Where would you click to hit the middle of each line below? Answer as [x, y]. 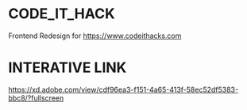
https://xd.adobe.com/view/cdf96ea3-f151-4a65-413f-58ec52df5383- [123, 89]
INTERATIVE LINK [68, 68]
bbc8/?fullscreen [36, 98]
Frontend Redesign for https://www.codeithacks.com [95, 36]
